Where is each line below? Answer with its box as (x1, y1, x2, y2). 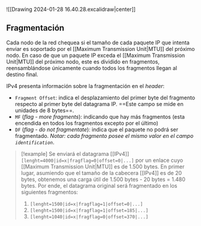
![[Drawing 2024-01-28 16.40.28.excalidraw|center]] (6, 6, 136, 13)
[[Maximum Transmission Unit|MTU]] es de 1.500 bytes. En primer (20, 162, 185, 170)
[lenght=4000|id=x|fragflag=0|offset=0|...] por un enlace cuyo (20, 156, 184, 164)
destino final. (6, 71, 38, 78)
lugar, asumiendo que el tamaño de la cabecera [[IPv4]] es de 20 (20, 169, 182, 176)
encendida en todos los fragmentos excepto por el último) (14, 119, 159, 126)
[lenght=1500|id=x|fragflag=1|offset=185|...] (29, 207, 149, 213)
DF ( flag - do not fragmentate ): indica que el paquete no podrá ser (14, 126, 179, 133)
